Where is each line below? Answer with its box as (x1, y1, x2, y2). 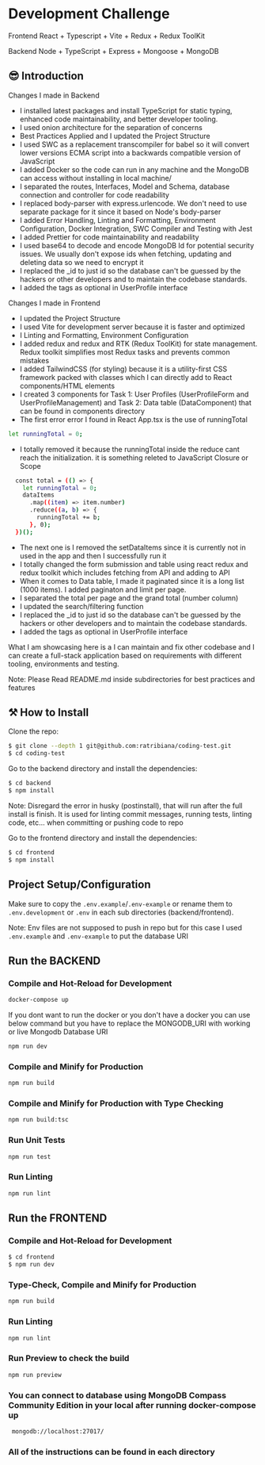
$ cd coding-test (8, 750, 66, 757)
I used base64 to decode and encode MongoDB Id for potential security (19, 240, 255, 250)
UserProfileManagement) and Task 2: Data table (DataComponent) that (19, 397, 252, 407)
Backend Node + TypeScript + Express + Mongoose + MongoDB (8, 46, 219, 56)
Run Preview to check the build (8, 1353, 130, 1364)
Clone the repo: (8, 727, 59, 736)
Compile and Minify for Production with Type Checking (8, 1098, 224, 1109)
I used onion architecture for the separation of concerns (19, 122, 203, 132)
